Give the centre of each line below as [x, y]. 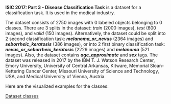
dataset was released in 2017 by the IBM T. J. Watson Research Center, [80, 60]
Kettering [15, 71]
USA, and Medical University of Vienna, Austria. [56, 76]
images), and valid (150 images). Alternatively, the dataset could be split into [86, 33]
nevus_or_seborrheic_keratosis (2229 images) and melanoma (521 [77, 49]
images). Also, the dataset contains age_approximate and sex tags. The [82, 55]
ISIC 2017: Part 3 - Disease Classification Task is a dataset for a [73, 7]
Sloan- [157, 66]
